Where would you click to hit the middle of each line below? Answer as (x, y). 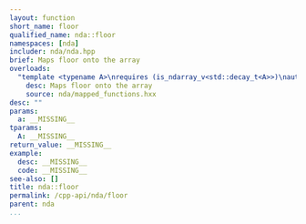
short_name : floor (44, 26)
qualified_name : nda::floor (63, 35)
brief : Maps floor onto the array (75, 60)
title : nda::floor (44, 188)
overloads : (30, 69)
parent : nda (32, 204)
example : (26, 153)
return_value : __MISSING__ (61, 145)
